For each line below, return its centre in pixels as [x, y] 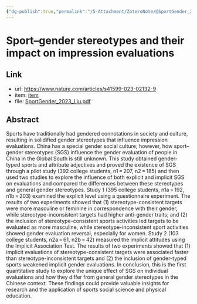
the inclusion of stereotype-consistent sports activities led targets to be [92, 221]
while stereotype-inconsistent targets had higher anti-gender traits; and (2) [97, 215]
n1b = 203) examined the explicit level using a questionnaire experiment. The [98, 196]
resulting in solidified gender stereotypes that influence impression [87, 140]
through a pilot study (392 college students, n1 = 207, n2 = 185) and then [93, 171]
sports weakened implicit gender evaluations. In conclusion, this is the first [96, 265]
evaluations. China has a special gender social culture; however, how [89, 146]
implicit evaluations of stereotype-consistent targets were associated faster [97, 252]
